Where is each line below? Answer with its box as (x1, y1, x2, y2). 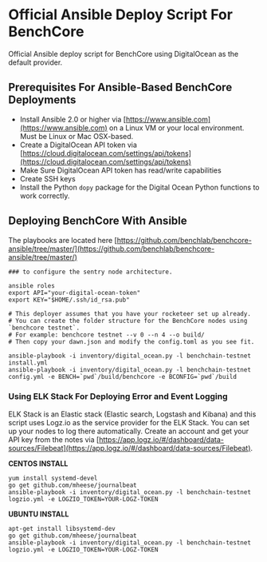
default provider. (8, 58, 63, 67)
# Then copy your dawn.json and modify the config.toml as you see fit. (8, 337, 255, 345)
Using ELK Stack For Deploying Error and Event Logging (8, 391, 229, 402)
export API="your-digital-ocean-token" (8, 289, 141, 297)
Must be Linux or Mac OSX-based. (19, 131, 134, 141)
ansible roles (8, 281, 56, 289)
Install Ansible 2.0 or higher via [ (19, 114, 126, 124)
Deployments (8, 94, 77, 107)
